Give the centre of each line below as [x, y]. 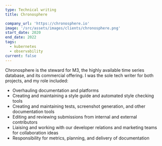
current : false [21, 56]
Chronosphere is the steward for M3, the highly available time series [75, 70]
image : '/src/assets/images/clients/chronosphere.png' [63, 28]
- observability [26, 51]
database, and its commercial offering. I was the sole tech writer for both [79, 75]
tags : [11, 42]
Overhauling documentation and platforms [55, 90]
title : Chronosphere [27, 14]
